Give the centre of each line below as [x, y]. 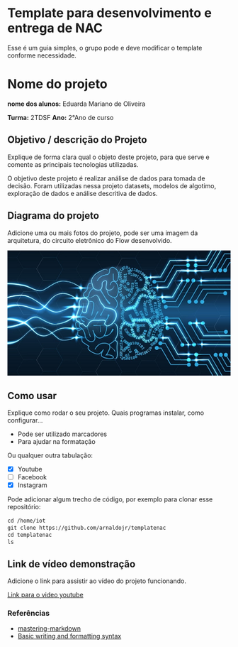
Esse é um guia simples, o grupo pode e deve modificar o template [105, 48]
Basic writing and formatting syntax [69, 636]
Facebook [32, 477]
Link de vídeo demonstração [72, 564]
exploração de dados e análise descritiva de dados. [83, 193]
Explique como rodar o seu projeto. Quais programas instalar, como [106, 413]
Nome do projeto [57, 84]
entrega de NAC [55, 28]
